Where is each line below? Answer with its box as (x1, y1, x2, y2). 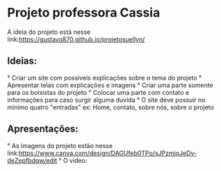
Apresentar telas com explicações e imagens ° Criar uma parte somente (7, 81, 213, 89)
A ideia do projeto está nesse (7, 28, 91, 36)
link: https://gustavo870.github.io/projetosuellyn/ (7, 35, 145, 43)
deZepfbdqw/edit (7, 156, 58, 164)
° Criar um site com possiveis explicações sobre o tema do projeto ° (7, 73, 202, 82)
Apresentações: (7, 123, 79, 135)
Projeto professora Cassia (7, 5, 161, 21)
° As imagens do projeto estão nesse (7, 141, 113, 150)
